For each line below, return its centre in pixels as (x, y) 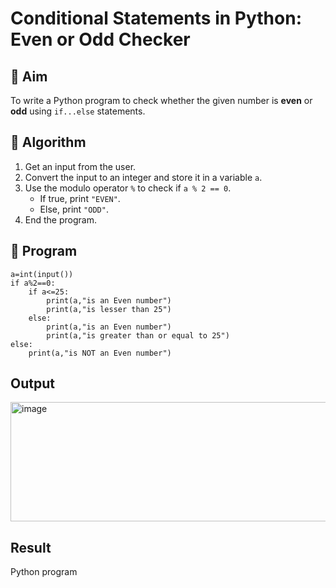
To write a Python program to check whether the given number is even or (161, 100)
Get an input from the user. (80, 166)
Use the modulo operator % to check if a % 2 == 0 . (128, 188)
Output (32, 383)
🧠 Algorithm (48, 142)
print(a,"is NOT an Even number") (100, 353)
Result (31, 547)
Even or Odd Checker (100, 39)
